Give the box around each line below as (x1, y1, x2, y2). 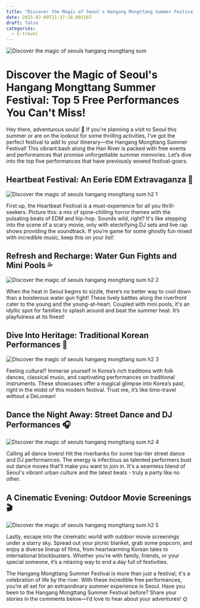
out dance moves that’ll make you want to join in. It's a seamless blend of (6, 463, 186, 470)
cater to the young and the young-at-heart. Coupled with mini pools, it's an (6, 300, 190, 308)
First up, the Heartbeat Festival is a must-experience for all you (6, 202, 161, 209)
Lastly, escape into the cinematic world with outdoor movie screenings (6, 533, 180, 540)
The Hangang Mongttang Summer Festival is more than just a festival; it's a (6, 570, 190, 577)
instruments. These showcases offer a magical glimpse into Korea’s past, (6, 380, 185, 387)
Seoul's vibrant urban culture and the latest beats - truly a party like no (6, 469, 180, 476)
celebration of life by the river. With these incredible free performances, (6, 576, 182, 584)
